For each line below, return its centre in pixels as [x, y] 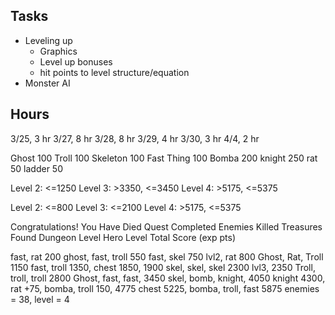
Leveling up [48, 40]
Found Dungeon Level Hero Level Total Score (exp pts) [123, 237]
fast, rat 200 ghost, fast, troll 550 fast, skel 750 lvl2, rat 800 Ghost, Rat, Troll [167, 256]
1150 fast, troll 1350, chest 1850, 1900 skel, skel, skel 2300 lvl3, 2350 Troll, [163, 267]
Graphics [58, 51]
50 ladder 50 [36, 168]
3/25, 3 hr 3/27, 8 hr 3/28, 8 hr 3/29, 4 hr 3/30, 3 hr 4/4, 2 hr [135, 138]
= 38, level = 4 [40, 299]
